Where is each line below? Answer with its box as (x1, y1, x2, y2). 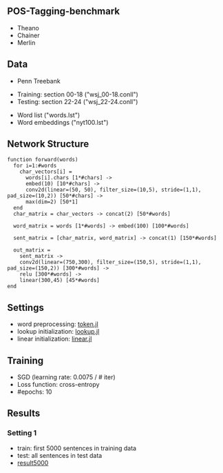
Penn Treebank (17, 77, 61, 85)
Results (7, 407, 41, 419)
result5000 (17, 459, 49, 467)
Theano (17, 23, 39, 32)
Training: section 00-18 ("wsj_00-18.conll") (17, 90, 139, 99)
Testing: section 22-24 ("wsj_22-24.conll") (17, 97, 138, 105)
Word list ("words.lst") (17, 110, 81, 119)
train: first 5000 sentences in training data (17, 444, 136, 452)
